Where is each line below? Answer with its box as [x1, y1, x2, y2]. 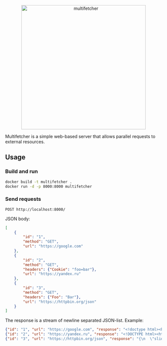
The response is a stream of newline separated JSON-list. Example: [5, 318, 144, 324]
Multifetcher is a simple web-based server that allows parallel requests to [5, 134, 156, 139]
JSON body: [5, 216, 30, 222]
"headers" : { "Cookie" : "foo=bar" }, [23, 267, 97, 272]
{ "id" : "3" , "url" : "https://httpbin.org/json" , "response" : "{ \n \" [5, 337, 155, 342]
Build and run [5, 168, 38, 175]
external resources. [5, 139, 45, 145]
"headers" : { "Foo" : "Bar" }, [23, 294, 81, 300]
